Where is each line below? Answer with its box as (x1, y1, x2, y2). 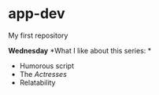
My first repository (8, 31, 68, 40)
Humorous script (19, 60, 75, 71)
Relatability (19, 78, 56, 87)
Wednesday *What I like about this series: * (8, 46, 152, 55)
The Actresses (19, 69, 67, 79)
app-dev (8, 5, 65, 23)
